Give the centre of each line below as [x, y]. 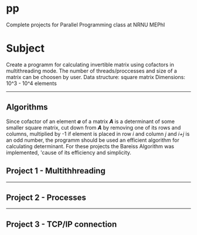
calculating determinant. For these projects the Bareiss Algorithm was [90, 146]
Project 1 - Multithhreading [56, 171]
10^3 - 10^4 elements [31, 83]
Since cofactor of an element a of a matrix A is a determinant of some [90, 121]
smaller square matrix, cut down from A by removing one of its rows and [94, 127]
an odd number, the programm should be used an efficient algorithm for [93, 140]
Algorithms [27, 107]
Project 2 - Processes [46, 197]
